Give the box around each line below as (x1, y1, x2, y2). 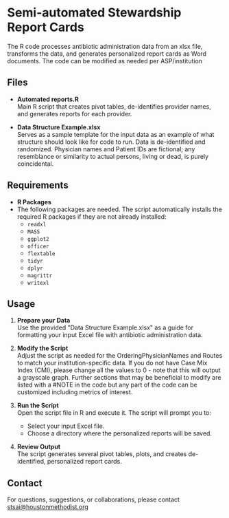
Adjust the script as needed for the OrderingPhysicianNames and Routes (16, 352, 223, 360)
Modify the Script (16, 344, 69, 352)
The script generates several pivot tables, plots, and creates (16, 450, 187, 458)
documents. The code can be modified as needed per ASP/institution (7, 56, 203, 65)
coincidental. (16, 160, 54, 168)
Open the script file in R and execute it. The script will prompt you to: (16, 409, 211, 417)
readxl (27, 221, 47, 228)
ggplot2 (27, 235, 49, 242)
